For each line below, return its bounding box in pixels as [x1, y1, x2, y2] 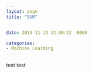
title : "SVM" [6, 14, 38, 20]
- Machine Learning [6, 46, 54, 51]
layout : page [6, 8, 38, 15]
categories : [6, 40, 35, 46]
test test [6, 62, 26, 69]
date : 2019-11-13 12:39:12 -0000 [6, 30, 88, 36]
